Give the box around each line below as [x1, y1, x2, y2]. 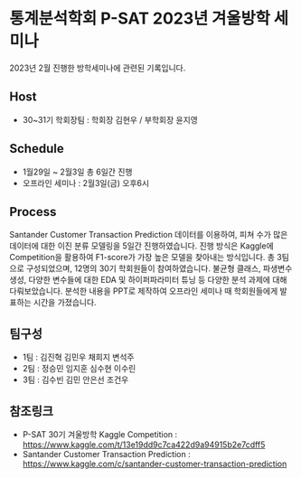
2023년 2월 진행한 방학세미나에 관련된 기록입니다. [9, 62, 186, 73]
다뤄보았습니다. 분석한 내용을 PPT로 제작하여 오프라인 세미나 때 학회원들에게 [9, 286, 278, 296]
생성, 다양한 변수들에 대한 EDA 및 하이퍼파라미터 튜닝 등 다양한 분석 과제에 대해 [9, 275, 287, 286]
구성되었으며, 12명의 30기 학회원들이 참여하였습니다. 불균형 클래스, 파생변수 [25, 263, 293, 274]
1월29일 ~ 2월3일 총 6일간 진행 [22, 166, 133, 177]
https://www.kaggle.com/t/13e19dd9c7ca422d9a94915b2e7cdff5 [22, 439, 266, 450]
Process [9, 204, 57, 220]
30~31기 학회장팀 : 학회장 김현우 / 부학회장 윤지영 [22, 114, 199, 125]
